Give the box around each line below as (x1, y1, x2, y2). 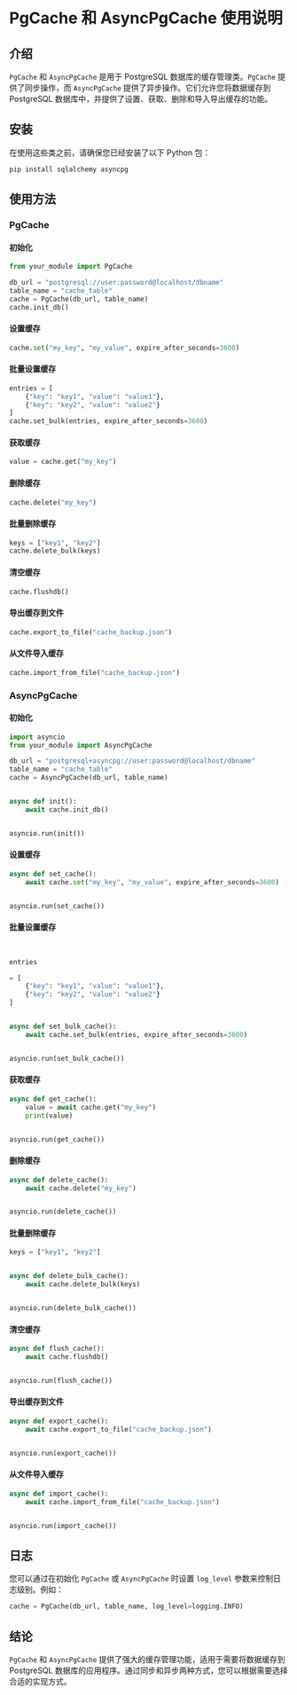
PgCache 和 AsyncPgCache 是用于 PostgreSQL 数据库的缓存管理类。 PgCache (9, 72, 277, 82)
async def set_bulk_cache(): (9, 1022, 117, 1032)
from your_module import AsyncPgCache (9, 741, 152, 749)
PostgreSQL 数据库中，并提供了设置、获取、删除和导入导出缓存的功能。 (9, 94, 273, 104)
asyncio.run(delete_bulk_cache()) (9, 1304, 137, 1313)
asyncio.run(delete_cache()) (9, 1207, 117, 1216)
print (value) (25, 1110, 74, 1120)
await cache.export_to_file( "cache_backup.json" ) (25, 1424, 213, 1433)
